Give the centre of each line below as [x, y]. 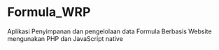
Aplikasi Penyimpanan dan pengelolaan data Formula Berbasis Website [109, 31]
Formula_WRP [49, 12]
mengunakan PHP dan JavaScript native [65, 38]
